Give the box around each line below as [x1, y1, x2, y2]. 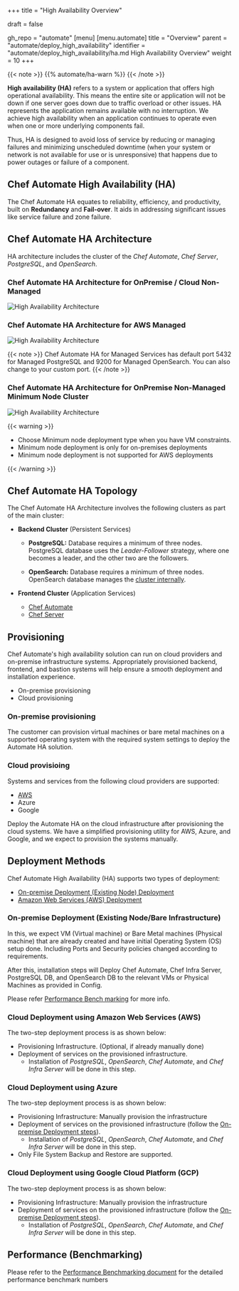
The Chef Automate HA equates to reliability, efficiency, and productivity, [7, 197, 221, 205]
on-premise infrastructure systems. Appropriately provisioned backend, [7, 658, 218, 666]
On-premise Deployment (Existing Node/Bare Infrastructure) [7, 913, 221, 923]
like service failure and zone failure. [7, 213, 112, 221]
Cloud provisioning [17, 694, 73, 702]
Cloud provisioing [7, 761, 70, 771]
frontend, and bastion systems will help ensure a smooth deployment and [7, 665, 223, 674]
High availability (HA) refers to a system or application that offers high [7, 84, 215, 92]
